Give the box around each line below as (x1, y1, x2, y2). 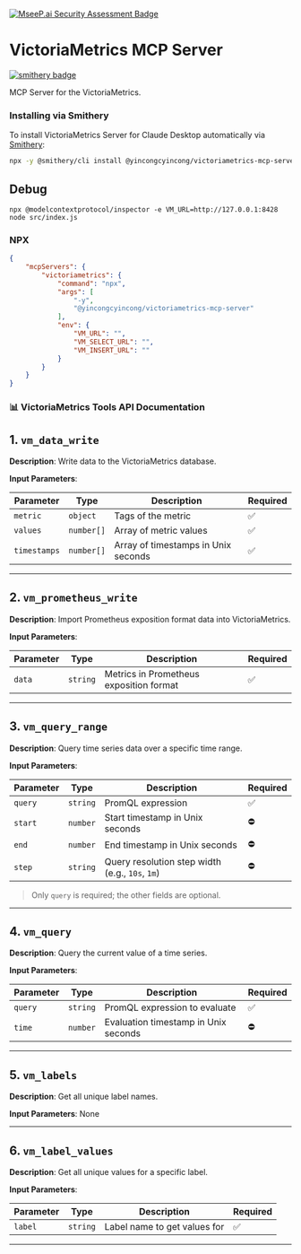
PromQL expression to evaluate (104, 1001, 236, 1014)
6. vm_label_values (9, 1143, 114, 1158)
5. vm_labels (9, 1067, 78, 1083)
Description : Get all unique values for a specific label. (9, 1167, 209, 1178)
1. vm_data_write (9, 431, 100, 448)
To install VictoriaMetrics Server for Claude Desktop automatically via (9, 130, 266, 141)
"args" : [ (56, 287, 94, 296)
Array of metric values (114, 524, 208, 536)
